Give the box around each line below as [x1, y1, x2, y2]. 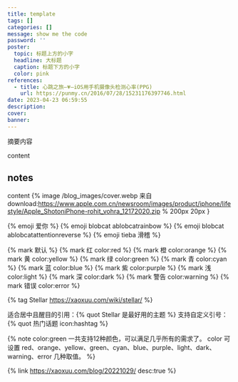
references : [7, 76, 43, 84]
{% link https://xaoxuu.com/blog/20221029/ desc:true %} [7, 366, 177, 375]
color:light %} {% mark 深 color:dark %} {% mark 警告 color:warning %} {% [7, 272, 229, 282]
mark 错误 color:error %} [7, 282, 81, 290]
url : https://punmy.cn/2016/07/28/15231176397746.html [20, 90, 187, 97]
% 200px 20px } [161, 207, 210, 216]
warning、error [7, 352, 52, 361]
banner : [7, 116, 31, 123]
